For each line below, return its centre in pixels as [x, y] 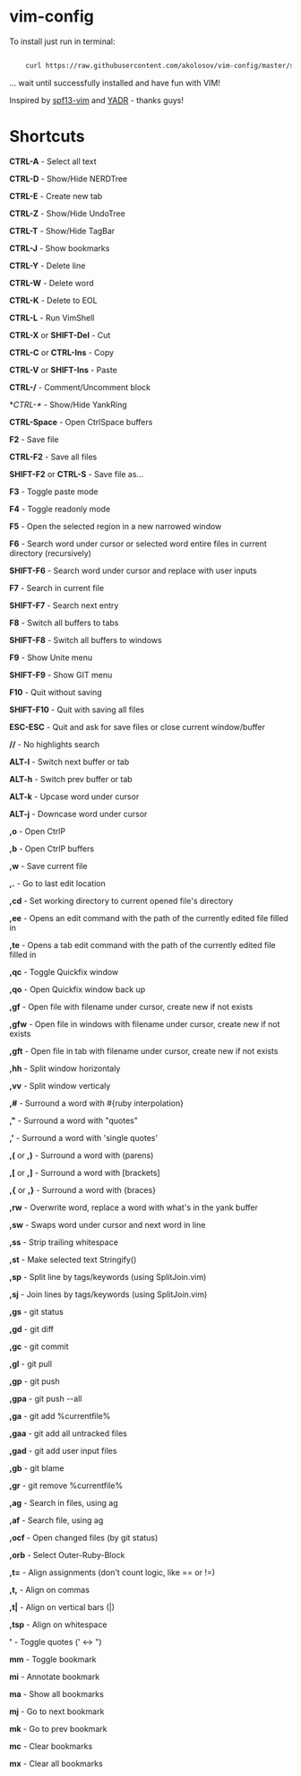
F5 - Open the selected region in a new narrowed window [116, 526]
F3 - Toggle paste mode [54, 492]
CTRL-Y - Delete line [47, 266]
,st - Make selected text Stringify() [73, 1259]
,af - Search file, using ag [56, 1520]
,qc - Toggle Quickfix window [64, 971]
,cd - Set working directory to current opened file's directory [121, 901]
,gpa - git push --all [46, 1398]
